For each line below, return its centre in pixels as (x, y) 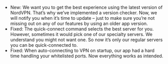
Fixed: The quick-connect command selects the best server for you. (82, 29)
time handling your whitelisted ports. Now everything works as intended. (87, 56)
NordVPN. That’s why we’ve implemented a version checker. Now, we (83, 13)
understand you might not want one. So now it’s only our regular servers (86, 40)
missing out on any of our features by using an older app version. (79, 23)
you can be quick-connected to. (44, 45)
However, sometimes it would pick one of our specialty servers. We (81, 34)
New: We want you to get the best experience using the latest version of (86, 7)
